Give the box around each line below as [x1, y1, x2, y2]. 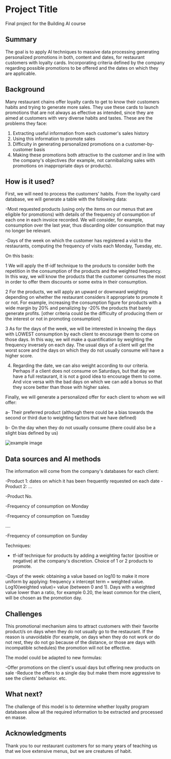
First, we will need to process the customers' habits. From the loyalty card [5, 191, 160, 197]
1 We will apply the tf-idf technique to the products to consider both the [5, 263, 155, 269]
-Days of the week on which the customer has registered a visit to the [5, 238, 152, 244]
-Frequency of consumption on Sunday [5, 533, 88, 539]
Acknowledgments [5, 729, 67, 738]
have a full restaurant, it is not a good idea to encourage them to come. [12, 373, 162, 380]
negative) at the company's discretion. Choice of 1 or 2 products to [12, 558, 153, 564]
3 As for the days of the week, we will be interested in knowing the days [5, 326, 156, 332]
